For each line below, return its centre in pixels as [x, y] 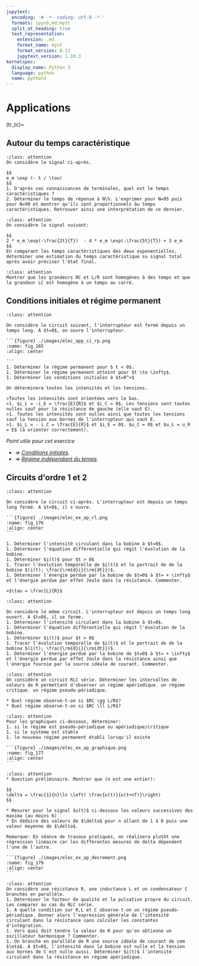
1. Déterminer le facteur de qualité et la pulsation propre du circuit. [100, 899]
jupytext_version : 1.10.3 [49, 56]
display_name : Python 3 [41, 67]
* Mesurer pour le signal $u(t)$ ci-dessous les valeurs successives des [100, 811]
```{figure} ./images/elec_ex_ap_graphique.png [66, 748]
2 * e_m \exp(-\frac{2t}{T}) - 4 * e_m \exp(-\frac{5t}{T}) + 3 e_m [94, 241]
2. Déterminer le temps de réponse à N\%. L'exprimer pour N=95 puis [94, 199]
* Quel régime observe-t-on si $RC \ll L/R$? [63, 706]
